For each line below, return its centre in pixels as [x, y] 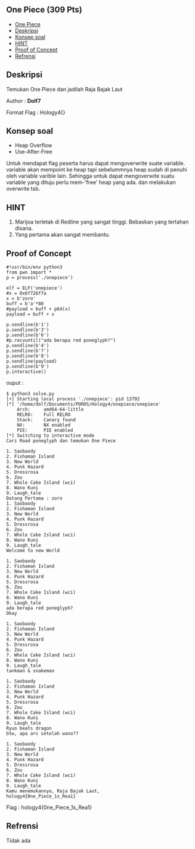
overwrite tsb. [23, 189]
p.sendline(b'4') [28, 346]
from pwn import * [29, 272]
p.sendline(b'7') [28, 351]
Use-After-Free [33, 152]
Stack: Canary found [47, 420]
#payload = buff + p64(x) [38, 309]
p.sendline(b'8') [28, 356]
